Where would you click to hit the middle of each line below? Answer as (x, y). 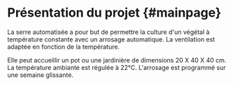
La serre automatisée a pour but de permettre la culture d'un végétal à (108, 32)
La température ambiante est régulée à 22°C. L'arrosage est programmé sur (116, 67)
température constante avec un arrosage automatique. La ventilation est (111, 39)
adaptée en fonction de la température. (64, 46)
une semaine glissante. (41, 75)
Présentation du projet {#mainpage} (114, 13)
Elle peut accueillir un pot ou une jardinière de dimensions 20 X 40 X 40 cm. (117, 60)
